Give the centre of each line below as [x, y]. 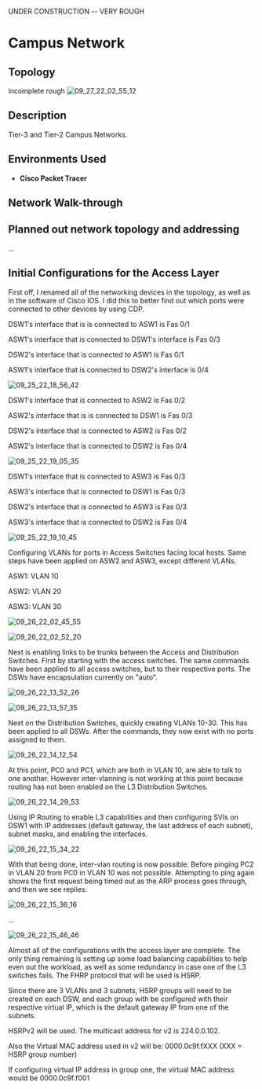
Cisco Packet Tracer [53, 178]
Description [37, 116]
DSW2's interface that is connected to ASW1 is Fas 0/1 [96, 354]
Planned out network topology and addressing [124, 230]
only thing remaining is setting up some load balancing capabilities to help [128, 959]
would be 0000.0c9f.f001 [49, 1078]
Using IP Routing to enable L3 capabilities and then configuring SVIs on [124, 817]
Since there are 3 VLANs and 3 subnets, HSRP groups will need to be [120, 990]
